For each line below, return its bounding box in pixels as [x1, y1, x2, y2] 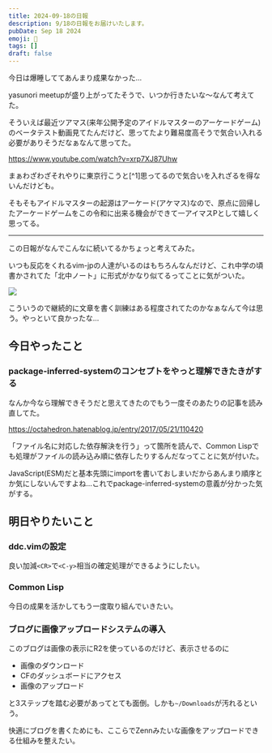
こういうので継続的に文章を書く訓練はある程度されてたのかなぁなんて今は [8, 303, 257, 312]
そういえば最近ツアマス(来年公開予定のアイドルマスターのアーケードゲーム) [8, 118, 261, 127]
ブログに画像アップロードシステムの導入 [8, 623, 166, 635]
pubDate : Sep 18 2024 [8, 27, 82, 35]
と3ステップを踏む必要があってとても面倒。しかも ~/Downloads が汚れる [8, 698, 244, 708]
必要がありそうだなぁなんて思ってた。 [8, 138, 136, 147]
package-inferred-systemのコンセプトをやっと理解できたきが [8, 366, 254, 377]
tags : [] [8, 42, 38, 50]
